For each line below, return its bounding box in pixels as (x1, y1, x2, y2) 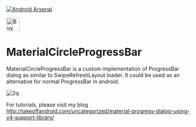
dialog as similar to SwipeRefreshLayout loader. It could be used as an (6, 71, 180, 78)
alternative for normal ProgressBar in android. (6, 78, 120, 85)
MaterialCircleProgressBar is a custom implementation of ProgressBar (6, 65, 180, 72)
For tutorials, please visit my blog (6, 101, 88, 108)
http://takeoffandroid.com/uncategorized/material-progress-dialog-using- (6, 107, 190, 114)
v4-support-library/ (6, 114, 54, 121)
